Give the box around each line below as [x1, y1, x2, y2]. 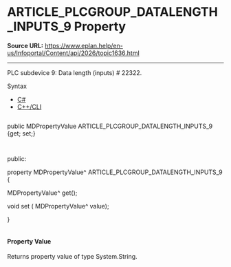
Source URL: [7, 41, 43, 50]
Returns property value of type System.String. [7, 253, 137, 261]
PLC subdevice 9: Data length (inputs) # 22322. [7, 68, 142, 76]
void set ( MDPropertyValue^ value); [7, 202, 109, 210]
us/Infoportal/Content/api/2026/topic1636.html [7, 49, 140, 57]
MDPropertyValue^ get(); [7, 189, 78, 197]
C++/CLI [16, 103, 42, 111]
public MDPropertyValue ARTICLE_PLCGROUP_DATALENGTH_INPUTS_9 [7, 122, 213, 130]
